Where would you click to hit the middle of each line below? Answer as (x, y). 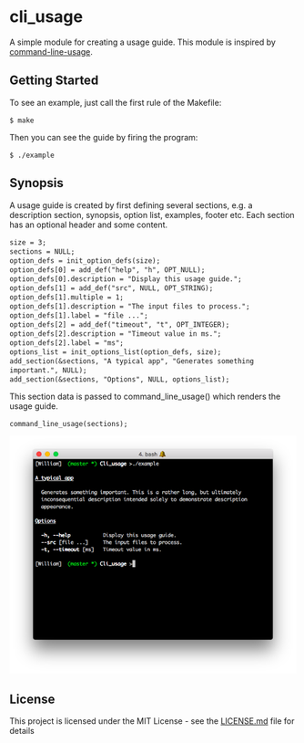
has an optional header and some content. (89, 225)
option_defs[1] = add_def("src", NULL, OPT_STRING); (111, 288)
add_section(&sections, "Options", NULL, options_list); (120, 379)
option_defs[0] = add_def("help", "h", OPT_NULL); (107, 270)
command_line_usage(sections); (69, 424)
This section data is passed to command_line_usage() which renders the (145, 396)
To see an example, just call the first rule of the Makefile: (116, 102)
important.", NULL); (49, 370)
